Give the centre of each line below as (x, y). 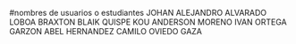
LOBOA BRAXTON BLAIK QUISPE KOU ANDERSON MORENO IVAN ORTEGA (148, 22)
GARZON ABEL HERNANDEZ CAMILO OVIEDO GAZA (106, 31)
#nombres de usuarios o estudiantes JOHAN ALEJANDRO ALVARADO (138, 13)
